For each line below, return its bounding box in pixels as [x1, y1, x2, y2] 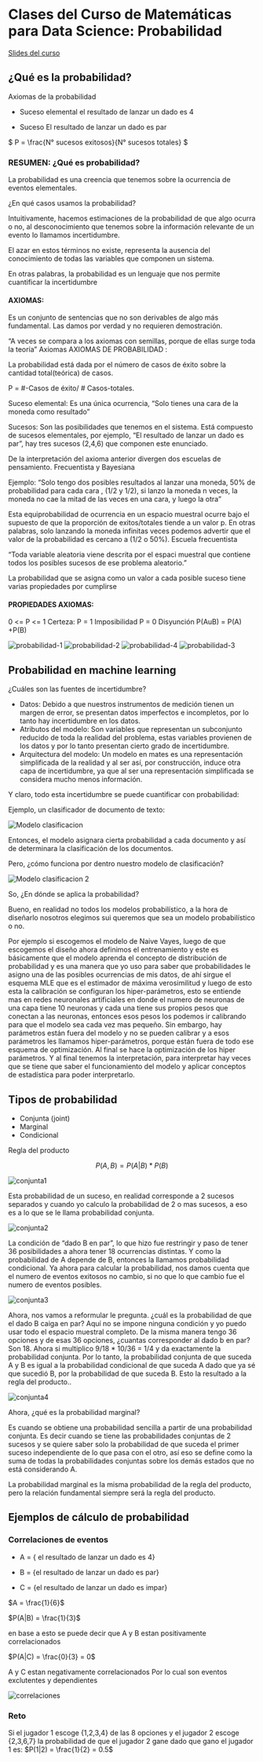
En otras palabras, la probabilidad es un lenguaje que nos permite [8, 269, 221, 279]
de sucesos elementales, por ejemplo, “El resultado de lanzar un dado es [8, 430, 245, 440]
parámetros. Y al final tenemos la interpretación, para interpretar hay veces [8, 1054, 251, 1063]
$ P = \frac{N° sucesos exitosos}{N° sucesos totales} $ [8, 137, 188, 147]
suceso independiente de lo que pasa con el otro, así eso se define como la [8, 1448, 253, 1457]
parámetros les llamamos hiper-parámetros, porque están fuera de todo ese [8, 1036, 254, 1046]
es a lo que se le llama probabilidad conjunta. [8, 1208, 155, 1218]
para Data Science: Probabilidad [8, 22, 222, 40]
